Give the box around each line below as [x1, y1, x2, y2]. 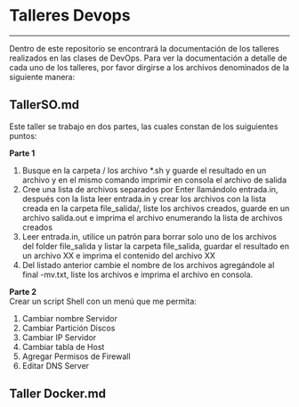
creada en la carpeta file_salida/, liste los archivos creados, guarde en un [21, 202, 290, 214]
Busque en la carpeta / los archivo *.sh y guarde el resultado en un [21, 165, 267, 175]
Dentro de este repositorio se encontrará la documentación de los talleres [9, 43, 279, 53]
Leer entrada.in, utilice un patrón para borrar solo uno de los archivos [21, 231, 278, 241]
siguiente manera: [9, 71, 76, 82]
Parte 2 [9, 286, 37, 297]
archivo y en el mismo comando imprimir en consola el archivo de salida [21, 175, 287, 185]
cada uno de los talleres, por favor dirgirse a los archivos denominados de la [9, 61, 289, 72]
